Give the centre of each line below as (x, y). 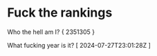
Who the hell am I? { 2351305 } (51, 32)
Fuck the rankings (60, 13)
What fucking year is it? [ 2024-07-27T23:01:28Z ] (79, 45)
